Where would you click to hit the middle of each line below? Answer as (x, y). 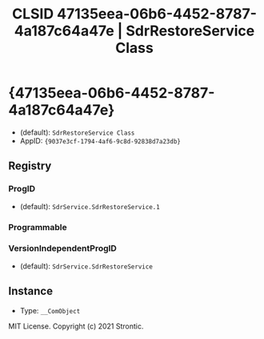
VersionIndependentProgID (63, 248)
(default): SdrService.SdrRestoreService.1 (90, 206)
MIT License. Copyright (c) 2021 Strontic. (76, 326)
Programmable (38, 227)
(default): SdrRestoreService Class (77, 132)
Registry (30, 166)
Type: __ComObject (50, 310)
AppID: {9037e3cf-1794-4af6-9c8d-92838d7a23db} (100, 140)
